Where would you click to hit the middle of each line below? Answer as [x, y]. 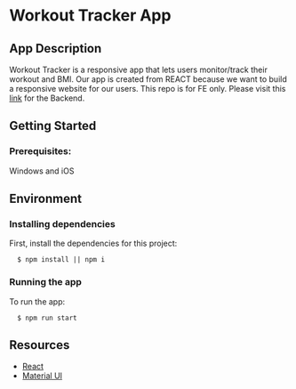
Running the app [46, 282]
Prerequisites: [40, 151]
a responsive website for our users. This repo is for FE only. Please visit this [148, 89]
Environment [46, 199]
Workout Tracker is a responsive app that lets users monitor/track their [139, 69]
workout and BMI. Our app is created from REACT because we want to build [148, 79]
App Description [56, 49]
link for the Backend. [47, 98]
